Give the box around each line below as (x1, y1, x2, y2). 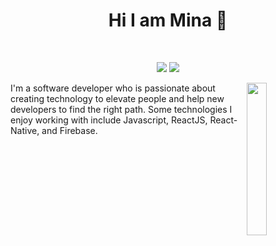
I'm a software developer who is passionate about (10, 82, 216, 94)
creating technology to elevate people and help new (10, 92, 225, 104)
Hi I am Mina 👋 (108, 9, 228, 32)
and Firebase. (41, 124, 98, 136)
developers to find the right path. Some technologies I (10, 103, 233, 115)
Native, (10, 124, 40, 136)
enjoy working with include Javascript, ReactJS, (10, 114, 208, 126)
